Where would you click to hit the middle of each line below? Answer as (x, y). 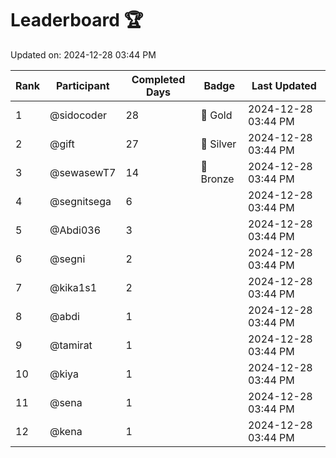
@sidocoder (78, 115)
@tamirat (71, 345)
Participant (82, 85)
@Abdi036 (75, 230)
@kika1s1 (73, 287)
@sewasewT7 (83, 172)
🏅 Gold (216, 115)
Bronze (217, 179)
